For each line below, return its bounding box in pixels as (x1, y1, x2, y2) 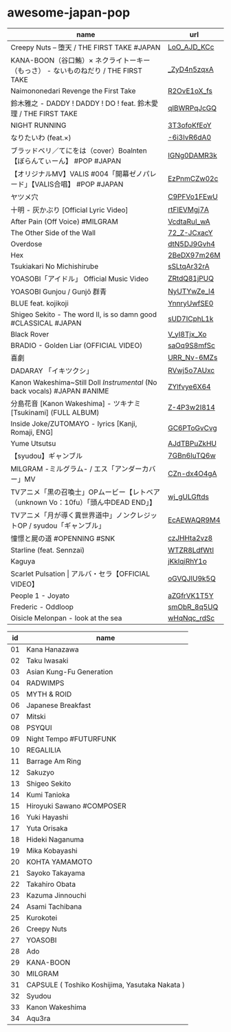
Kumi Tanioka (26, 790, 70, 799)
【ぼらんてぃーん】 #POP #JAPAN (10, 156, 122, 166)
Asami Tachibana (26, 901, 82, 911)
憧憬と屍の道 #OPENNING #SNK (10, 533, 115, 543)
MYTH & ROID (26, 689, 72, 699)
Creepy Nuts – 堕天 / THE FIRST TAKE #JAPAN (10, 43, 161, 52)
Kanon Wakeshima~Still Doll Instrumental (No (10, 377, 157, 387)
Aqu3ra (26, 1013, 51, 1023)
